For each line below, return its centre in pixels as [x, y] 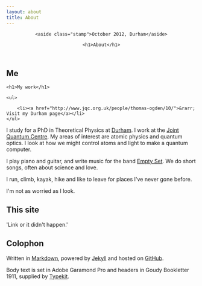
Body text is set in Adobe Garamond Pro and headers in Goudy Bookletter [98, 270]
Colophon [25, 243]
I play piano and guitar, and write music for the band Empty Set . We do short [101, 161]
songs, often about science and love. [52, 167]
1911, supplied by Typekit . [38, 276]
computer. [19, 149]
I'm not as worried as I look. [41, 190]
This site [23, 210]
